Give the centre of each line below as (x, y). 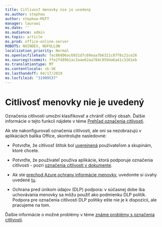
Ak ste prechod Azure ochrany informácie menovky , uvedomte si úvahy (84, 175)
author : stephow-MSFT (27, 19)
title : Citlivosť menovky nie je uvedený (48, 10)
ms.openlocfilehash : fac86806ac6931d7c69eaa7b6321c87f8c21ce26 (71, 55)
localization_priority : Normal (37, 50)
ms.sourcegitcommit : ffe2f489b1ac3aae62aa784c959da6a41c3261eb (71, 60)
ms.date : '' (17, 28)
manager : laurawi (23, 23)
